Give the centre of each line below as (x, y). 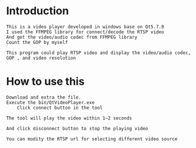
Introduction (38, 11)
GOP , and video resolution (41, 58)
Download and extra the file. (44, 97)
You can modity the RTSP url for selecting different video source (92, 139)
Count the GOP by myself (37, 42)
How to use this (45, 82)
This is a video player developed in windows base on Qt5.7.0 (85, 27)
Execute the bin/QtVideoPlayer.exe (50, 102)
